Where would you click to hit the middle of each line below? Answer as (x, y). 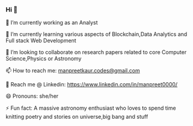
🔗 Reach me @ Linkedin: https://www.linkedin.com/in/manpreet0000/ (92, 85)
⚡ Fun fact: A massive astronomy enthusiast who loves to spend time (91, 108)
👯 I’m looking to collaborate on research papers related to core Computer (96, 52)
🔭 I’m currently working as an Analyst (52, 23)
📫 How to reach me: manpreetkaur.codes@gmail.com (73, 71)
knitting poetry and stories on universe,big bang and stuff (77, 117)
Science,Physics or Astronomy (44, 59)
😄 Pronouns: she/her (32, 96)
